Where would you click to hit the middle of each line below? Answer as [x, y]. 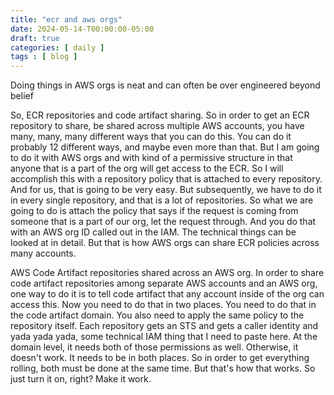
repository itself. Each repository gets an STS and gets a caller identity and [164, 326]
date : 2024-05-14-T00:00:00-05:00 [82, 29]
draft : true [35, 38]
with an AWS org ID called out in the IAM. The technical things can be [153, 232]
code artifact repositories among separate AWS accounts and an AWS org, [164, 283]
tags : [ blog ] [44, 57]
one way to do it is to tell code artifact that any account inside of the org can [167, 294]
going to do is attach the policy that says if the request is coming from [154, 211]
